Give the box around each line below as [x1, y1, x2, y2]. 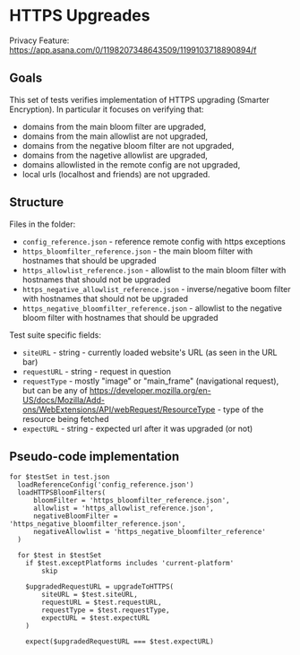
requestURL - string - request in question [21, 366, 172, 376]
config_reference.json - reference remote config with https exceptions [21, 236, 287, 246]
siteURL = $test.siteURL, [41, 590, 139, 599]
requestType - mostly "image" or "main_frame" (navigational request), [21, 375, 279, 386]
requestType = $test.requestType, [41, 606, 170, 615]
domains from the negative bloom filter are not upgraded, [21, 140, 235, 151]
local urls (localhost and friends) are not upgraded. [21, 168, 210, 179]
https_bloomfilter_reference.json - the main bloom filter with [21, 246, 253, 256]
